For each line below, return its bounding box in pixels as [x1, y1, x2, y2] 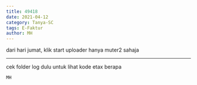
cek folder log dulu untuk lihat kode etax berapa [6, 63, 122, 70]
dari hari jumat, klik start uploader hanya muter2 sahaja [6, 46, 140, 53]
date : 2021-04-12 [6, 14, 49, 20]
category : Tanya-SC [6, 19, 54, 25]
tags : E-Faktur [6, 25, 43, 31]
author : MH [6, 30, 33, 36]
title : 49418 [6, 8, 38, 15]
